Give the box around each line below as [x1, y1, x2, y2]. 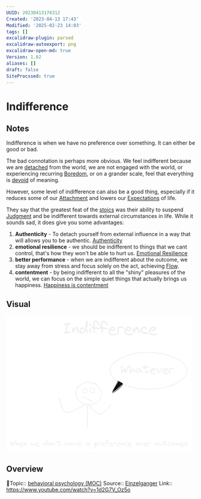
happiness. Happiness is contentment [14, 282, 109, 289]
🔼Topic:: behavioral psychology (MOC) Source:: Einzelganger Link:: [6, 480, 173, 486]
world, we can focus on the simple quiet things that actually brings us [14, 275, 187, 282]
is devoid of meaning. [6, 177, 60, 184]
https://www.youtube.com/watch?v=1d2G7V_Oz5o [6, 486, 131, 493]
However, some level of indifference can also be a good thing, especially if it [6, 188, 195, 195]
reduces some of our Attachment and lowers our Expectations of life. [6, 195, 177, 202]
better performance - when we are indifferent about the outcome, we [14, 256, 188, 264]
